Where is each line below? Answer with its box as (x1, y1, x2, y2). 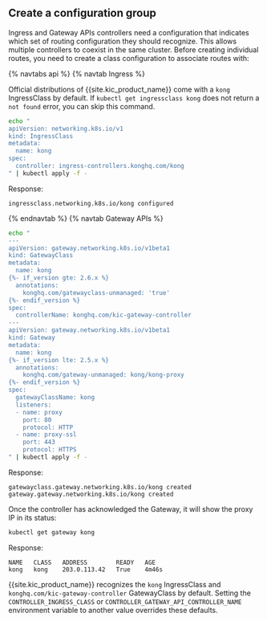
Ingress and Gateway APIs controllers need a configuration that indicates (8, 27, 250, 37)
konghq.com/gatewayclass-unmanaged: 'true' (22, 288, 171, 296)
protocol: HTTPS (22, 446, 78, 454)
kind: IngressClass (8, 132, 74, 140)
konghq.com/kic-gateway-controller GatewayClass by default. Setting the (8, 588, 251, 598)
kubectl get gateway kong (8, 528, 95, 537)
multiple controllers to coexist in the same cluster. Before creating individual (8, 44, 259, 55)
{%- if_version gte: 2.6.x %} (8, 274, 110, 282)
